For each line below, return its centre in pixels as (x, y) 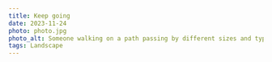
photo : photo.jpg (38, 31)
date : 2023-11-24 (38, 23)
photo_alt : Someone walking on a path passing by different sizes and (130, 38)
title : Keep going (39, 16)
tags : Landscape (36, 46)
